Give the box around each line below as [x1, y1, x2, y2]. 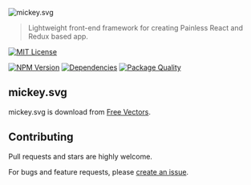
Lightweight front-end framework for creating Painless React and [27, 23, 243, 32]
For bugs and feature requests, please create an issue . [8, 167, 189, 176]
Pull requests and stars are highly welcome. [8, 151, 152, 161]
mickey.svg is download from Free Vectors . [8, 107, 151, 116]
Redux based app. [27, 32, 88, 41]
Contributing [8, 131, 74, 144]
